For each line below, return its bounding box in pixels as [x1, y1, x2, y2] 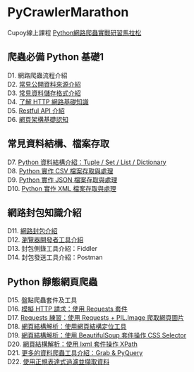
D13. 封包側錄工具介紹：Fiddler [7, 244, 97, 253]
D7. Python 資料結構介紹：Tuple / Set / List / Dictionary [7, 158, 167, 166]
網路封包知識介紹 [7, 206, 82, 218]
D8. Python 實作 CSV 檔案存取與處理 [7, 166, 114, 175]
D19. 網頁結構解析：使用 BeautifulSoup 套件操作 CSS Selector [7, 331, 187, 340]
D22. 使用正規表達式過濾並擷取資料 [7, 357, 110, 366]
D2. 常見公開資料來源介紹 [7, 80, 81, 88]
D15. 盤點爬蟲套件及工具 [7, 296, 78, 304]
